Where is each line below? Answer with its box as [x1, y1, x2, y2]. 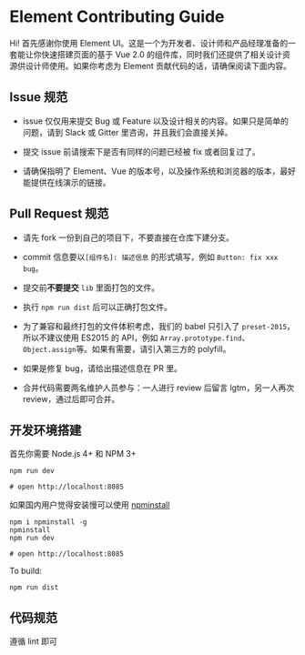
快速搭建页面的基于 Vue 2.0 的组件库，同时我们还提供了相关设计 [40, 48, 282, 60]
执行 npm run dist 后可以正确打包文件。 [22, 301, 173, 312]
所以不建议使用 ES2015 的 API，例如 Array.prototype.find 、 [22, 332, 250, 343]
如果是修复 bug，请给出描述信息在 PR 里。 [22, 362, 182, 374]
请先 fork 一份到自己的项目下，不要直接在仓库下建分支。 [22, 232, 235, 243]
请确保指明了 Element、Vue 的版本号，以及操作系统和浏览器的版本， [22, 166, 280, 176]
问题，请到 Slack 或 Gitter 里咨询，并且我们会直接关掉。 [22, 126, 233, 137]
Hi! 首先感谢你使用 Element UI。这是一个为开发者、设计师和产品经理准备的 [9, 37, 289, 48]
